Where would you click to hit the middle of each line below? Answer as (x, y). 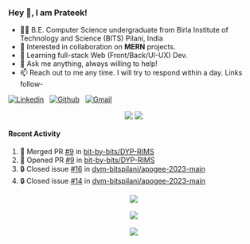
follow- (31, 84)
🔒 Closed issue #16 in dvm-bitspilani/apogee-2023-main (112, 168)
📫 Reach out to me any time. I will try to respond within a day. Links (131, 73)
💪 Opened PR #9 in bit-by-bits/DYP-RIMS (87, 160)
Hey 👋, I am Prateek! (48, 13)
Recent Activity (35, 134)
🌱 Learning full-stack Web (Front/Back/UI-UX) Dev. (104, 56)
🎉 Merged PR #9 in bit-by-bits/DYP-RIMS (87, 151)
